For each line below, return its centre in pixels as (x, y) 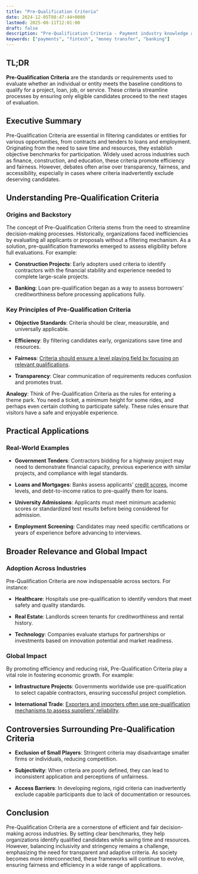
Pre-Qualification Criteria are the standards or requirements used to (90, 77)
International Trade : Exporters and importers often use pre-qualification (102, 704)
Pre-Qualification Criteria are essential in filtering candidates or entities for (96, 135)
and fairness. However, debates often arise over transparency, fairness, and (98, 167)
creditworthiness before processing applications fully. (80, 294)
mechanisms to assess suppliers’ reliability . (67, 711)
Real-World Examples (38, 448)
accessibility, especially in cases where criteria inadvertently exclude (90, 173)
